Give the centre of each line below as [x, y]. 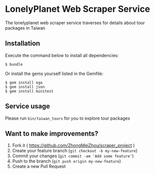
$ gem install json [25, 87]
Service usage [28, 106]
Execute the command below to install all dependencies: [62, 55]
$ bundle [14, 64]
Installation [23, 44]
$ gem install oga [24, 82]
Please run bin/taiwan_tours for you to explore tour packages [68, 118]
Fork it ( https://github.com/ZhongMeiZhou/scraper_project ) [73, 145]
